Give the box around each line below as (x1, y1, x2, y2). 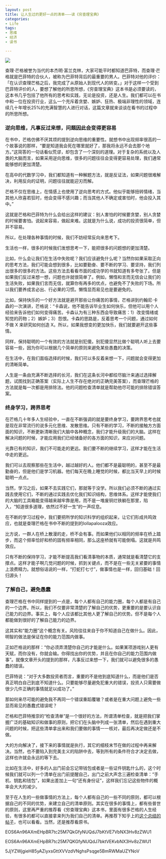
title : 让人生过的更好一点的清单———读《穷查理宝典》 (5, 12, 101, 17)
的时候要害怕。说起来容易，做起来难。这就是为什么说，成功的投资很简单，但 (5, 218, 161, 224)
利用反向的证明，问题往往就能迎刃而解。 (13, 178, 96, 184)
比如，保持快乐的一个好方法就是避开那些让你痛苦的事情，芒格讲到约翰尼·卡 (5, 297, 158, 303)
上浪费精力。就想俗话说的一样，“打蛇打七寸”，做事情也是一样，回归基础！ (5, 566, 157, 573)
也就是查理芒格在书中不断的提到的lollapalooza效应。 (13, 520, 121, 526)
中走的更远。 (5, 452, 31, 458)
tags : (5, 26, 16, 31)
